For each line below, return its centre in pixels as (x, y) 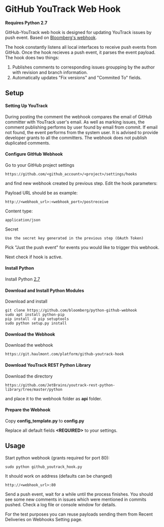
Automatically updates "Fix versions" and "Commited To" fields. (77, 77)
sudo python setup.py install (36, 323)
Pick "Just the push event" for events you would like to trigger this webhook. (82, 247)
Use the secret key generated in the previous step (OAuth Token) (74, 238)
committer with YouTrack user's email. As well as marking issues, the (75, 122)
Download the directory (29, 376)
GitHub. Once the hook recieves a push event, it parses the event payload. (80, 52)
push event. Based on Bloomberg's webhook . (51, 37)
